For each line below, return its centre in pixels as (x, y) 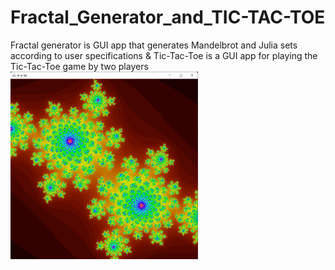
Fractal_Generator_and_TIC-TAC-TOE (168, 17)
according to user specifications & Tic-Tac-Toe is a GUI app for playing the (164, 55)
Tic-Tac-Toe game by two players (79, 66)
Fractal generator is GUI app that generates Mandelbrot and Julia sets (154, 45)
